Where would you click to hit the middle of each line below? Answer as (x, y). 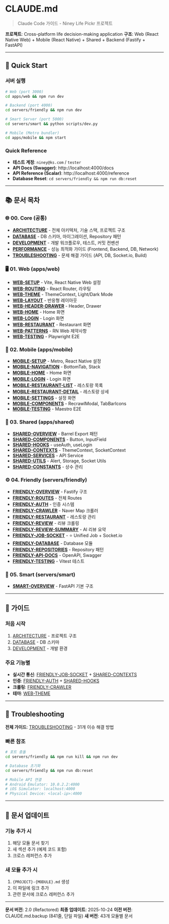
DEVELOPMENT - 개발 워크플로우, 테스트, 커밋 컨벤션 (66, 243)
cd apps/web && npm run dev (35, 96)
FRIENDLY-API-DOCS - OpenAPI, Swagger (57, 555)
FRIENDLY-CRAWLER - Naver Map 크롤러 (55, 510)
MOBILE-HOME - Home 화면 (42, 373)
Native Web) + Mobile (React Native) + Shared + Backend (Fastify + (75, 40)
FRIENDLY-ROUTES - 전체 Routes (47, 498)
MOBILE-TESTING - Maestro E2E (47, 409)
